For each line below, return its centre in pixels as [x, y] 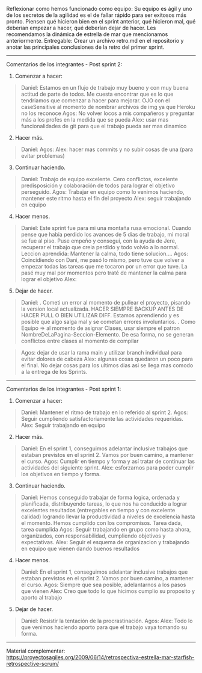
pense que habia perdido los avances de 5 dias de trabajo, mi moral [105, 234]
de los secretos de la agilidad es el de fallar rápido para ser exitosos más [96, 15]
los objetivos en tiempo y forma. [61, 474]
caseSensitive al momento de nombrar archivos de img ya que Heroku [108, 107]
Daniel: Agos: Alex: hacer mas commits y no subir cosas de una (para [107, 149]
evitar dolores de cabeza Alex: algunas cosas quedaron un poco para [107, 359]
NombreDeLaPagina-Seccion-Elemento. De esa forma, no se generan [107, 334]
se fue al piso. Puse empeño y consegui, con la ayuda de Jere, [99, 241]
